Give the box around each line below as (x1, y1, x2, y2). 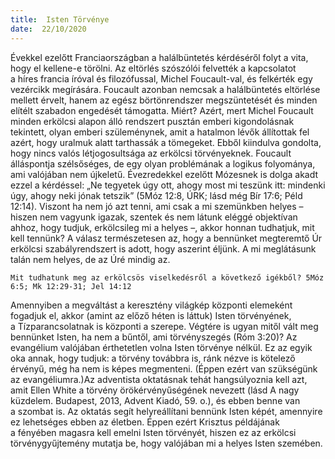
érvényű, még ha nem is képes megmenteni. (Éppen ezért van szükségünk (10, 362, 318, 375)
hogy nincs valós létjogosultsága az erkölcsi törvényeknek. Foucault (10, 147, 292, 159)
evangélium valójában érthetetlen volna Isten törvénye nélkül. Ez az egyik (10, 341, 313, 353)
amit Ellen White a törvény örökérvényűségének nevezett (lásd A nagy (10, 384, 300, 396)
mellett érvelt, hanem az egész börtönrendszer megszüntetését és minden (10, 94, 318, 106)
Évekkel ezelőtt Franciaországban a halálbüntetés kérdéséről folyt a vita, (10, 51, 309, 63)
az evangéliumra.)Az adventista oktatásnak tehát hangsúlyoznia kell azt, (10, 373, 308, 385)
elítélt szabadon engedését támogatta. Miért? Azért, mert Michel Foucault (10, 104, 314, 116)
